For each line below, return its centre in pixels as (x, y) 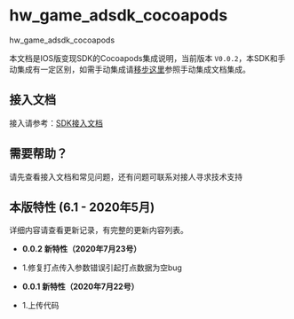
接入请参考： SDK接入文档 (56, 123)
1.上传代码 (40, 306)
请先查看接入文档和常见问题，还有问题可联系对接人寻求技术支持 (126, 176)
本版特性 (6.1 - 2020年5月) (82, 207)
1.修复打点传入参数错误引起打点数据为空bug (102, 268)
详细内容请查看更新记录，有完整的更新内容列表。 (99, 230)
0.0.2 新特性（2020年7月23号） (82, 249)
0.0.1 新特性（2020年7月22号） (80, 287)
